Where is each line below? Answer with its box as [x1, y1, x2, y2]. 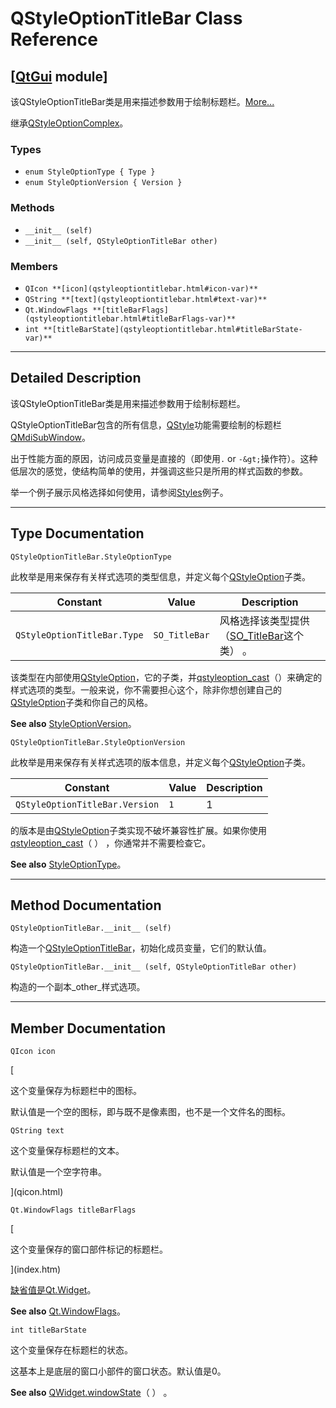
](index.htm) [10, 1263, 62, 1276]
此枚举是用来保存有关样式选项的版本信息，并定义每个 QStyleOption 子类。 [10, 756, 311, 768]
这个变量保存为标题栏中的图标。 [10, 1085, 142, 1097]
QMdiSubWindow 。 [10, 431, 92, 443]
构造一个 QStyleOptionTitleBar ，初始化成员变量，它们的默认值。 [10, 942, 272, 954]
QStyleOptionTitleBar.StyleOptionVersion [10, 737, 186, 747]
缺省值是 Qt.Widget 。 [10, 1284, 97, 1296]
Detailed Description [10, 370, 142, 387]
